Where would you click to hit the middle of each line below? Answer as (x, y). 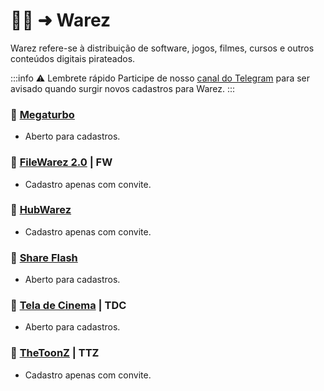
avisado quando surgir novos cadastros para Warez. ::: (123, 88)
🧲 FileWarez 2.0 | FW (61, 162)
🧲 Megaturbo (42, 114)
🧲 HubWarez (41, 210)
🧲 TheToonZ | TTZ (55, 353)
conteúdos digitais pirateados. (73, 58)
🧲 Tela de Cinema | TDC (68, 306)
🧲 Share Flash (44, 257)
